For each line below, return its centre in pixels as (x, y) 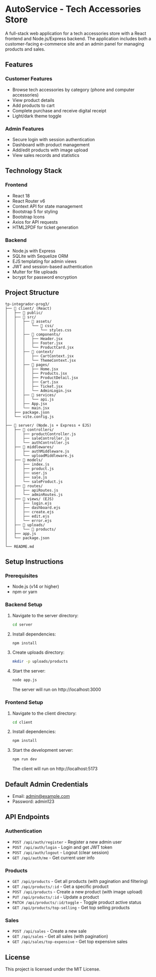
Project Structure (32, 293)
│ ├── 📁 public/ (24, 313)
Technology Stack (34, 171)
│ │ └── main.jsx (27, 408)
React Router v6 (29, 201)
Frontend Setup (24, 702)
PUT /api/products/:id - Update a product (56, 897)
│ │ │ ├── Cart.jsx (32, 382)
